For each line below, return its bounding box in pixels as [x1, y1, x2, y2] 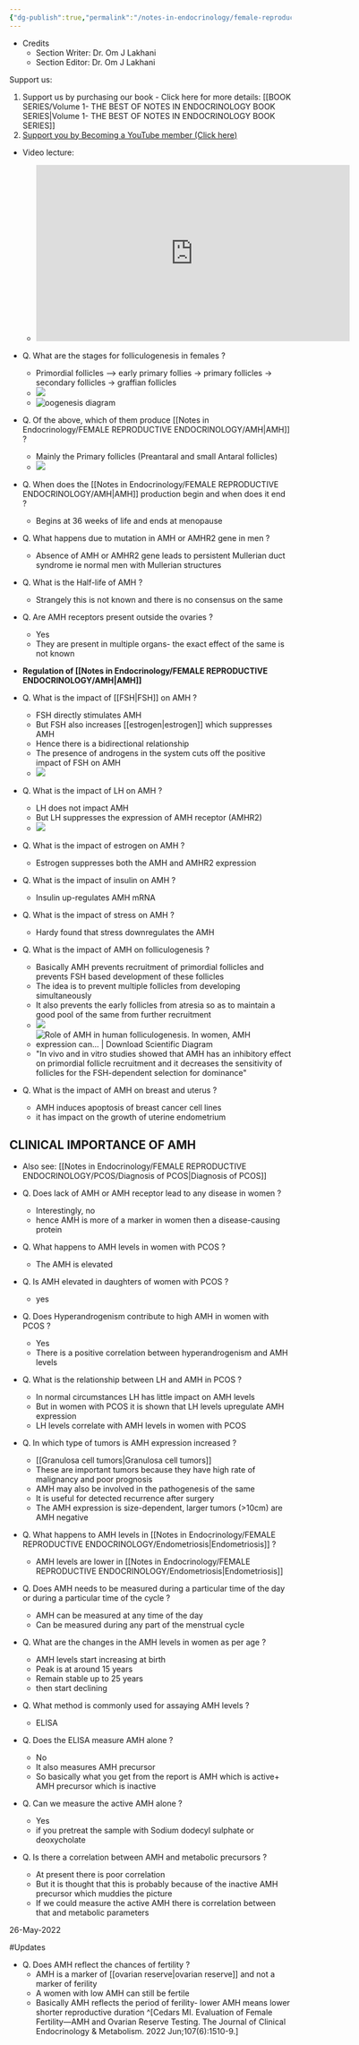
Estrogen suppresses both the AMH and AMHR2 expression [35, 857, 257, 868]
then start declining [35, 1683, 107, 1694]
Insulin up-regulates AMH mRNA [35, 892, 156, 903]
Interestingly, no [35, 1206, 96, 1216]
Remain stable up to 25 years [35, 1673, 144, 1684]
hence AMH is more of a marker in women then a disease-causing [35, 1215, 280, 1225]
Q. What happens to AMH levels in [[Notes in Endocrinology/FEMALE [21, 1529, 276, 1541]
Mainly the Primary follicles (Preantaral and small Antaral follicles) [35, 451, 278, 461]
